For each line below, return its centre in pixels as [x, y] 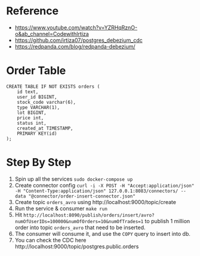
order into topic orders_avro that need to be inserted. [80, 227]
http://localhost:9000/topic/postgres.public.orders [77, 246]
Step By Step [39, 163]
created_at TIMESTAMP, [45, 128]
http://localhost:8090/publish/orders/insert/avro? [89, 215]
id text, [28, 92]
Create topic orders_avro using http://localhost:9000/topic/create [95, 202]
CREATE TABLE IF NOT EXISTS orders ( [53, 87]
